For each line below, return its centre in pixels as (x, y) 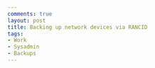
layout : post (27, 21)
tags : (15, 34)
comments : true (30, 14)
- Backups (22, 54)
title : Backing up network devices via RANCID (77, 27)
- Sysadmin (23, 47)
